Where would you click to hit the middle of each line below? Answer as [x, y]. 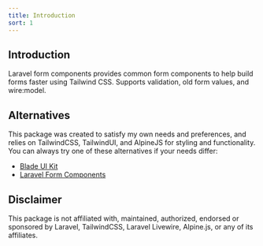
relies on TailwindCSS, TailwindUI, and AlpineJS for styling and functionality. [132, 143]
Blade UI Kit [39, 166]
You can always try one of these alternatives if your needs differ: [113, 151]
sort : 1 [21, 23]
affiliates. [23, 235]
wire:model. [27, 91]
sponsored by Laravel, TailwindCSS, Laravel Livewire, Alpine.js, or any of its [131, 226]
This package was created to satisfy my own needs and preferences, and [127, 134]
